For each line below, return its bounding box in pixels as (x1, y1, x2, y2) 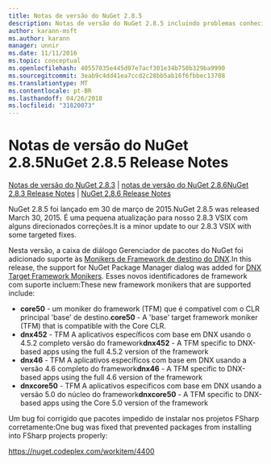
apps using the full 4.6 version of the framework (43, 372, 203, 383)
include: (8, 288, 35, 298)
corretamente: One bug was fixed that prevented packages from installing (8, 422, 252, 432)
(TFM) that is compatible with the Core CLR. (19, 321, 167, 331)
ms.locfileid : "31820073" (8, 101, 95, 110)
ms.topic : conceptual (8, 57, 81, 65)
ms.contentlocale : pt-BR (8, 86, 92, 95)
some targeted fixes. (8, 230, 77, 240)
